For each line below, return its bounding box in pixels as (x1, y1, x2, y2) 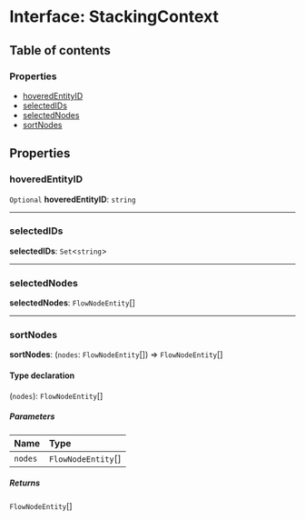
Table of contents (9, 43, 111, 58)
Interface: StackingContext (9, 6, 220, 27)
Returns (9, 477, 41, 488)
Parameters (9, 411, 55, 422)
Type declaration (9, 370, 75, 381)
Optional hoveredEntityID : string (9, 194, 136, 205)
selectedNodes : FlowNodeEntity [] (9, 297, 136, 308)
